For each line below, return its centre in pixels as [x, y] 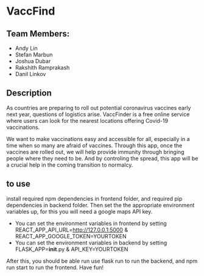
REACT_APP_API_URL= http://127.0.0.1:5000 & [72, 230]
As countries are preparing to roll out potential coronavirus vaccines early [99, 108]
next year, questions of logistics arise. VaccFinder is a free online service [98, 114]
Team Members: [38, 34]
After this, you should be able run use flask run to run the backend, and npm [102, 261]
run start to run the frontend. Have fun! [55, 267]
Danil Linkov [30, 74]
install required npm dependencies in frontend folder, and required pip [94, 198]
